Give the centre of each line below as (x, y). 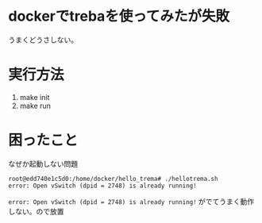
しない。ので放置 (36, 211)
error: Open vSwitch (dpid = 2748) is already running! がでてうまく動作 (131, 201)
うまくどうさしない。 (43, 40)
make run (35, 106)
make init (35, 97)
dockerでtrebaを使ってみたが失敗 (119, 16)
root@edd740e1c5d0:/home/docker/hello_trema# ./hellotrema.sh (113, 179)
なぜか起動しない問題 (43, 163)
